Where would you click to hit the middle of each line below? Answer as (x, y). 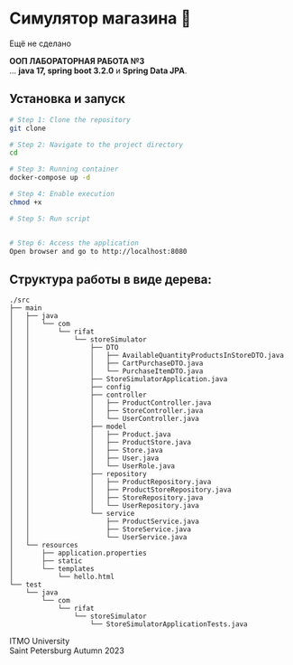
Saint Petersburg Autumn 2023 (67, 651)
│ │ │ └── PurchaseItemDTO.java (106, 371)
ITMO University (40, 642)
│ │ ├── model (68, 427)
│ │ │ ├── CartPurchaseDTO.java (106, 364)
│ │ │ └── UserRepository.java (105, 506)
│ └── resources (44, 546)
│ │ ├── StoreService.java (101, 529)
